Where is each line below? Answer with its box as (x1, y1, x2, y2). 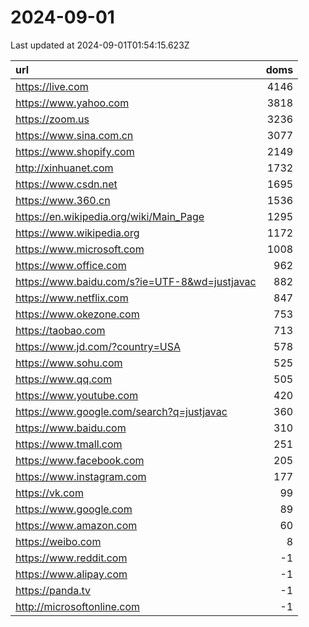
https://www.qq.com (15, 372, 113, 386)
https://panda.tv (15, 583, 92, 597)
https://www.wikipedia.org (15, 226, 140, 240)
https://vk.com (15, 486, 84, 500)
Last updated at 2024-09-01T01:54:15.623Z (10, 39, 190, 51)
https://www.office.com (15, 258, 127, 272)
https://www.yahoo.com (15, 96, 130, 110)
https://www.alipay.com (15, 567, 128, 581)
